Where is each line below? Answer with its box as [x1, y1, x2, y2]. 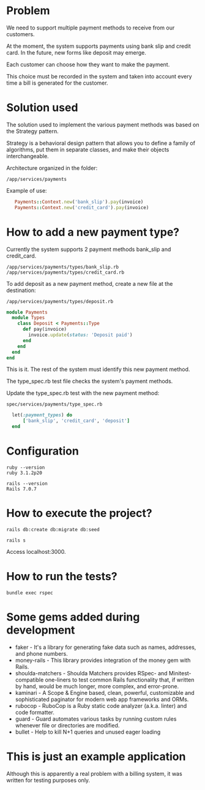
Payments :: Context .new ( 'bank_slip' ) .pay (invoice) [14, 199, 144, 205]
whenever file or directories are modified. [15, 721, 120, 729]
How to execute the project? [6, 507, 152, 520]
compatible [15, 676, 44, 683]
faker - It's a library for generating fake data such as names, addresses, [15, 643, 196, 651]
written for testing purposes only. [6, 777, 91, 784]
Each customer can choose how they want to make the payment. [6, 61, 170, 68]
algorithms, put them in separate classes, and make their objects [6, 145, 170, 153]
